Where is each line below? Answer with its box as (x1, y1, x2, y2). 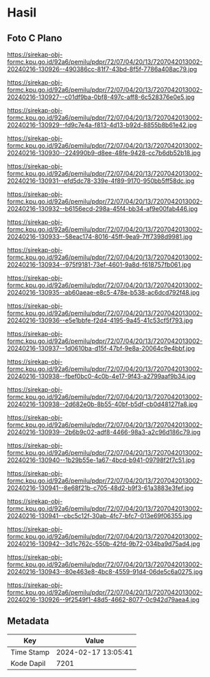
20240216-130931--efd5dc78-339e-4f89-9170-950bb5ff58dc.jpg (7, 177, 195, 185)
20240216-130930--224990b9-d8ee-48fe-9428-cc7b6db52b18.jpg (7, 149, 201, 157)
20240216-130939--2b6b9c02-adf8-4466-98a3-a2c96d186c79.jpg (7, 428, 201, 436)
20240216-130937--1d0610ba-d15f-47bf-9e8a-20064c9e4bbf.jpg (7, 344, 196, 352)
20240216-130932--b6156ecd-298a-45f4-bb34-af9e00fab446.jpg (7, 205, 198, 212)
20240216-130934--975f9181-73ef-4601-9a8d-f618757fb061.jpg (7, 260, 191, 269)
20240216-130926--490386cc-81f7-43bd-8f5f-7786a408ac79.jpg (7, 65, 198, 73)
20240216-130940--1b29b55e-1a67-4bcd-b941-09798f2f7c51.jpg (7, 456, 196, 464)
